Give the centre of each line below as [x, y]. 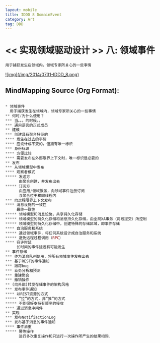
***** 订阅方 [18, 186]
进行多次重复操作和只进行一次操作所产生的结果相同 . [65, 336]
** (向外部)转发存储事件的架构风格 [37, 285]
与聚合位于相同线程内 [37, 195]
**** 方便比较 [18, 153]
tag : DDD [14, 24]
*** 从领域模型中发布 [25, 167]
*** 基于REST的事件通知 [27, 261]
